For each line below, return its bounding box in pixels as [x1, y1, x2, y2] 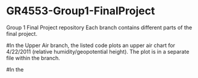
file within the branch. [6, 54, 60, 61]
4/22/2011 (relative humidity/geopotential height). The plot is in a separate [6, 48, 190, 55]
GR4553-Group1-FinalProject [6, 4, 155, 18]
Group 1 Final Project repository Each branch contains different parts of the [6, 24, 193, 31]
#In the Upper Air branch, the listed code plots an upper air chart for [6, 42, 176, 49]
